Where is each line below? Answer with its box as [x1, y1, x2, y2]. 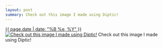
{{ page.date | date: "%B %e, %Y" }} [5, 26, 82, 32]
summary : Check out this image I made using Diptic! [5, 12, 119, 17]
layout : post [5, 7, 33, 13]
